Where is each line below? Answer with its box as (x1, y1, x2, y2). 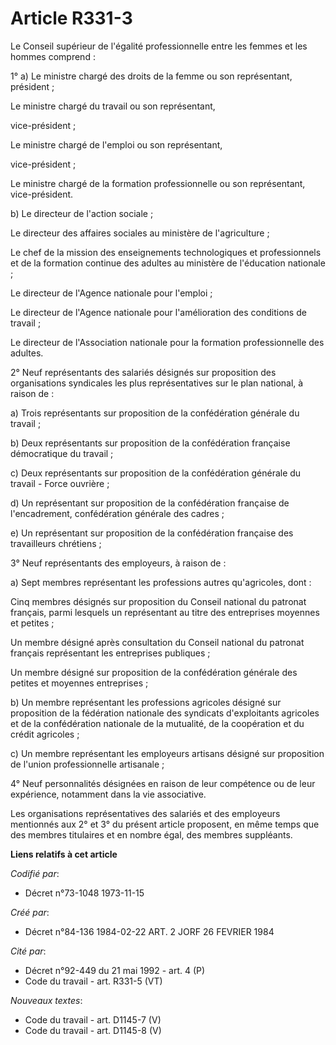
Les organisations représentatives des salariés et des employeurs (10, 807, 281, 819)
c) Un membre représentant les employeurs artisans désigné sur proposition (10, 747, 325, 759)
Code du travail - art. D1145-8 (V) (24, 1024, 162, 1036)
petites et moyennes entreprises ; (10, 677, 149, 689)
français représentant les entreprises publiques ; (10, 647, 211, 659)
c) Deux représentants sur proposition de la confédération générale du (10, 467, 302, 479)
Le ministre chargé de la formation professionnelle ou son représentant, (10, 177, 306, 189)
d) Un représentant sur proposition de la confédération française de (10, 497, 290, 509)
